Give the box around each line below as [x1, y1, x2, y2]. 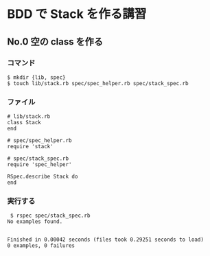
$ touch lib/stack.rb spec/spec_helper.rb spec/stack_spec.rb [7, 80, 189, 86]
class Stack [7, 119, 41, 126]
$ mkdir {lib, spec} [7, 73, 67, 81]
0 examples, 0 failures [7, 242, 75, 249]
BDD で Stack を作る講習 [7, 6, 147, 22]
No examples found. [7, 218, 63, 225]
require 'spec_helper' [7, 161, 72, 168]
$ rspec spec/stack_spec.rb [10, 212, 91, 220]
